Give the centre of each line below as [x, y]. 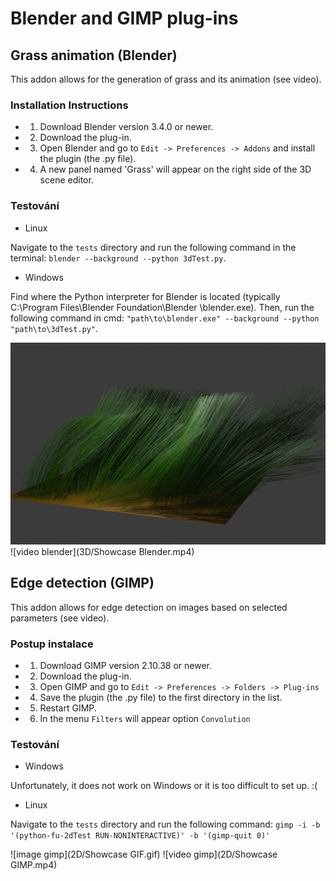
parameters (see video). [60, 618]
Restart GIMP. [68, 708]
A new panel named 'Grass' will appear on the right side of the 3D [175, 169]
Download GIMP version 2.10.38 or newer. [126, 666]
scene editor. [66, 180]
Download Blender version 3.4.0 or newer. [126, 127]
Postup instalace [52, 644]
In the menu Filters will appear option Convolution [145, 719]
